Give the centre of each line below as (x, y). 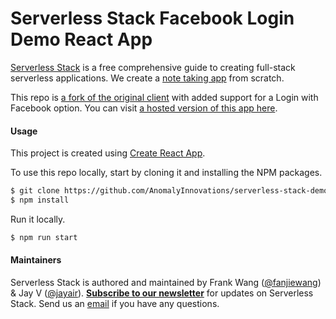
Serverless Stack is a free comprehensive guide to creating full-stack (153, 67)
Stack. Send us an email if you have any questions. (115, 303)
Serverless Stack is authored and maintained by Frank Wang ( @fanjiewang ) (166, 282)
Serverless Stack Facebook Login (152, 18)
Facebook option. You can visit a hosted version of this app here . (144, 108)
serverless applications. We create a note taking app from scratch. (147, 78)
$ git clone (35, 191)
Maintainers (36, 260)
